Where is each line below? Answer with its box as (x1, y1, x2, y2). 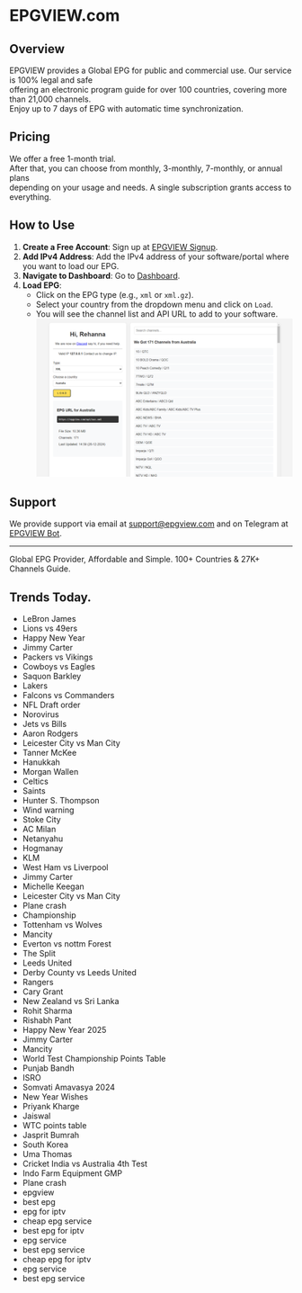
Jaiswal (22, 1110, 51, 1121)
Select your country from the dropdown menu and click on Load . (35, 299, 274, 310)
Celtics (22, 776, 49, 786)
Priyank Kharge (22, 1100, 80, 1111)
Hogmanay (22, 842, 64, 853)
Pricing (9, 130, 51, 145)
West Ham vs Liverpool (22, 861, 109, 873)
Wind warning (22, 804, 75, 815)
